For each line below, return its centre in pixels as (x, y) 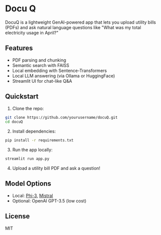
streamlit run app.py (27, 159)
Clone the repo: (28, 108)
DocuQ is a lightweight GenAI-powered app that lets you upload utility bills (80, 22)
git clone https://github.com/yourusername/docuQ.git (62, 117)
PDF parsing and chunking (39, 60)
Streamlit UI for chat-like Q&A (42, 81)
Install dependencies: (34, 132)
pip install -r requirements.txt (39, 140)
